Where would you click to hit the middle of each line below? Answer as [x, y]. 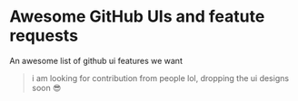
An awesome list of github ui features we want [96, 60]
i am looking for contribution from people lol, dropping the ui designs [160, 78]
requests [44, 36]
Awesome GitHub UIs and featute [137, 17]
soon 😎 [46, 87]
